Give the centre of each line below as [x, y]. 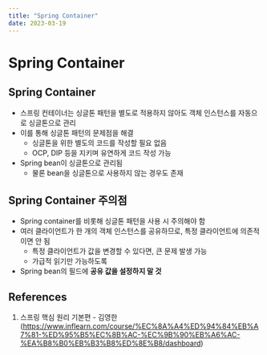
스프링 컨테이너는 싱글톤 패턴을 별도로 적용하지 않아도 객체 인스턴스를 [128, 112]
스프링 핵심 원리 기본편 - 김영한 [69, 317]
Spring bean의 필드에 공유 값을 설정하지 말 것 [91, 271]
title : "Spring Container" [53, 16]
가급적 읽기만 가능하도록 [70, 261]
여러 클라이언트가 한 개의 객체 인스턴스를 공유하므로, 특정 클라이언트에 [129, 231]
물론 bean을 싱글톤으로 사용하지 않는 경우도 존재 [107, 172]
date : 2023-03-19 [37, 23]
